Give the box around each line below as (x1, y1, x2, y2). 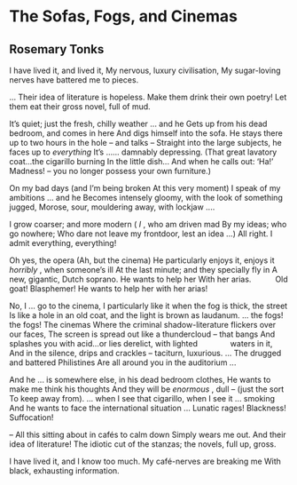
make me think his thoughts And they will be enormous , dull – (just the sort (9, 384, 285, 394)
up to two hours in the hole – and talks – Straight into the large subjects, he (9, 138, 282, 147)
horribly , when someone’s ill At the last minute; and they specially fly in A (9, 265, 277, 274)
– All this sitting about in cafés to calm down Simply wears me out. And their (9, 429, 286, 440)
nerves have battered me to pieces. (9, 75, 139, 85)
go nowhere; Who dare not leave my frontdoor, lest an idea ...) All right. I (9, 228, 273, 239)
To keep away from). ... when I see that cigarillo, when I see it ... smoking (9, 394, 276, 403)
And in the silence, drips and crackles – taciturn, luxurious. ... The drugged (9, 348, 282, 358)
